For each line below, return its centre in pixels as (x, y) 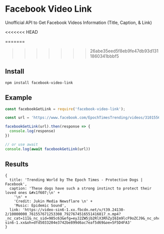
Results (17, 164)
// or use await (21, 144)
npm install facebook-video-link (39, 83)
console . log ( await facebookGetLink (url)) (48, 149)
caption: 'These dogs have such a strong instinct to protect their (81, 188)
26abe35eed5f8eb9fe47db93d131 (124, 51)
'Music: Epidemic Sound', (40, 205)
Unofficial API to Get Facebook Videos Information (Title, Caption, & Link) (79, 22)
